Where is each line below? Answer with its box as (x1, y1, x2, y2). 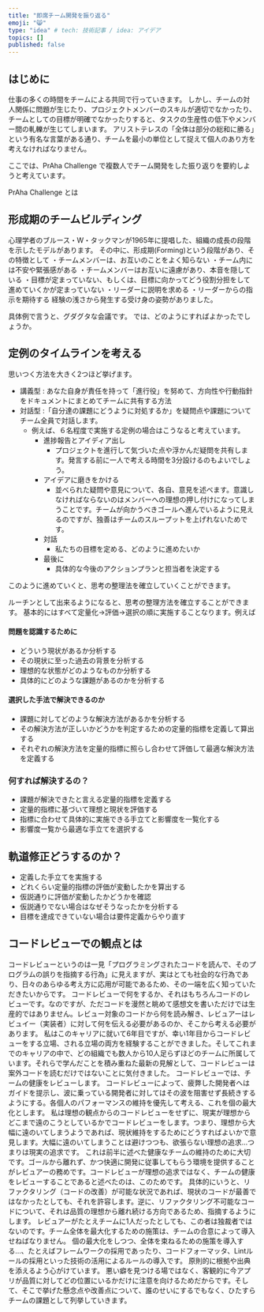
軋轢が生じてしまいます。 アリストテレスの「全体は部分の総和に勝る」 (28, 124, 255, 134)
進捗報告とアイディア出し (43, 435, 126, 445)
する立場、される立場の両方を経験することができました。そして (28, 1039, 236, 1048)
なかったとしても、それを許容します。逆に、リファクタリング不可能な (14, 1197, 242, 1206)
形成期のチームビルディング (8, 213, 142, 226)
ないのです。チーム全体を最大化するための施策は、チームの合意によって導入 (8, 1226, 255, 1235)
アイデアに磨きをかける (43, 475, 120, 484)
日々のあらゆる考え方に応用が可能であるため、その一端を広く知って (21, 979, 243, 989)
